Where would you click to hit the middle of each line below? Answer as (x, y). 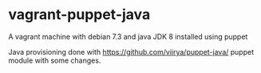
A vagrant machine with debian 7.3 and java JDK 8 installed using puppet (128, 36)
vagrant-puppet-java (79, 15)
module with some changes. (55, 60)
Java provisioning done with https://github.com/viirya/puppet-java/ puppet (131, 52)
